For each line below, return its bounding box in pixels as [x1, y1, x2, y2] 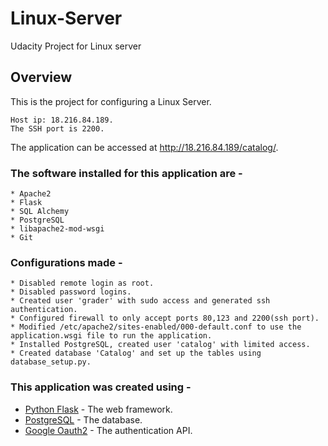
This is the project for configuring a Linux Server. [10, 95, 212, 107]
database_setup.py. [10, 357, 92, 367]
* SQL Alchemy [10, 207, 70, 217]
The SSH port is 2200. [10, 123, 105, 134]
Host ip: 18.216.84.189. [10, 115, 114, 125]
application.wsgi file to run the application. [10, 331, 213, 341]
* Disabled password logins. [10, 287, 132, 297]
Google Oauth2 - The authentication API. [24, 424, 193, 436]
